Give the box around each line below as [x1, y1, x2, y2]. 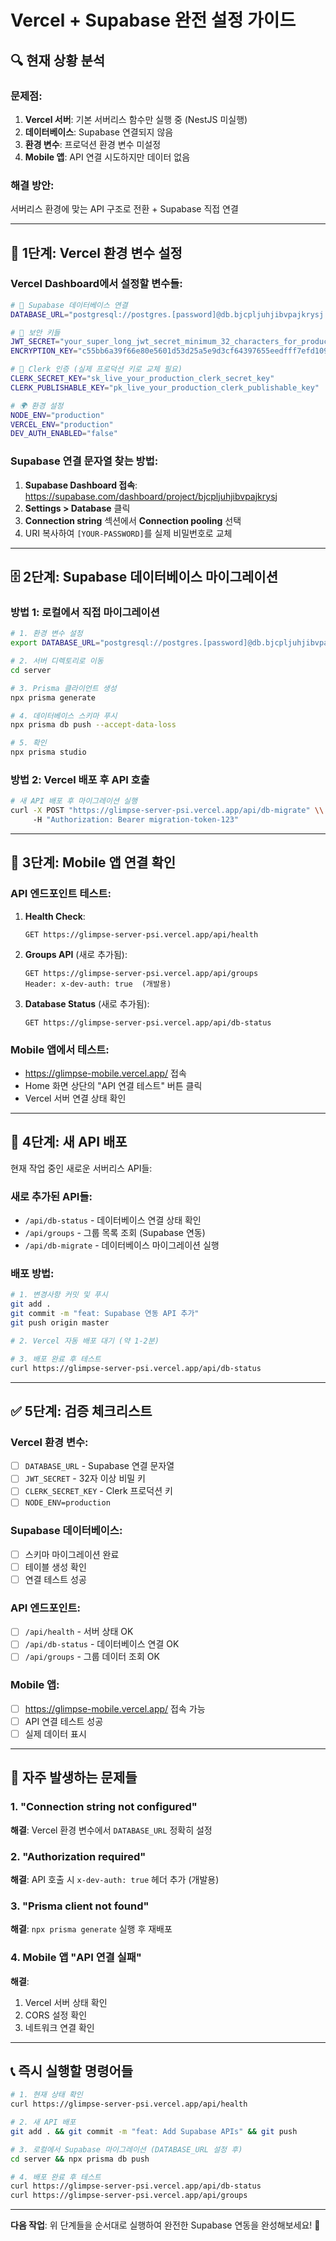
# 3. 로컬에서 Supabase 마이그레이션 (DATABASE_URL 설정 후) [10, 2144, 243, 2155]
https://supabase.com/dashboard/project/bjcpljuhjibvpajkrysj [24, 490, 278, 502]
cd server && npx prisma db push [10, 2154, 150, 2164]
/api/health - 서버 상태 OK [24, 1626, 134, 1638]
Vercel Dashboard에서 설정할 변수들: [10, 277, 183, 291]
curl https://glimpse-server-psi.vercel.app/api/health [10, 2099, 248, 2110]
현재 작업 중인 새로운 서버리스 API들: [10, 1162, 153, 1174]
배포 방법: [10, 1267, 55, 1281]
